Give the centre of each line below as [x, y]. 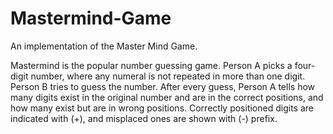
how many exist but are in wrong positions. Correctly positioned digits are [162, 108]
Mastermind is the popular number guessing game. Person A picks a [151, 65]
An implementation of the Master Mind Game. [104, 46]
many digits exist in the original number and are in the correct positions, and [167, 97]
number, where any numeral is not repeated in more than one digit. [168, 76]
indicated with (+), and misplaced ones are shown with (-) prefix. [144, 118]
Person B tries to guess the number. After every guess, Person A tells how [163, 86]
